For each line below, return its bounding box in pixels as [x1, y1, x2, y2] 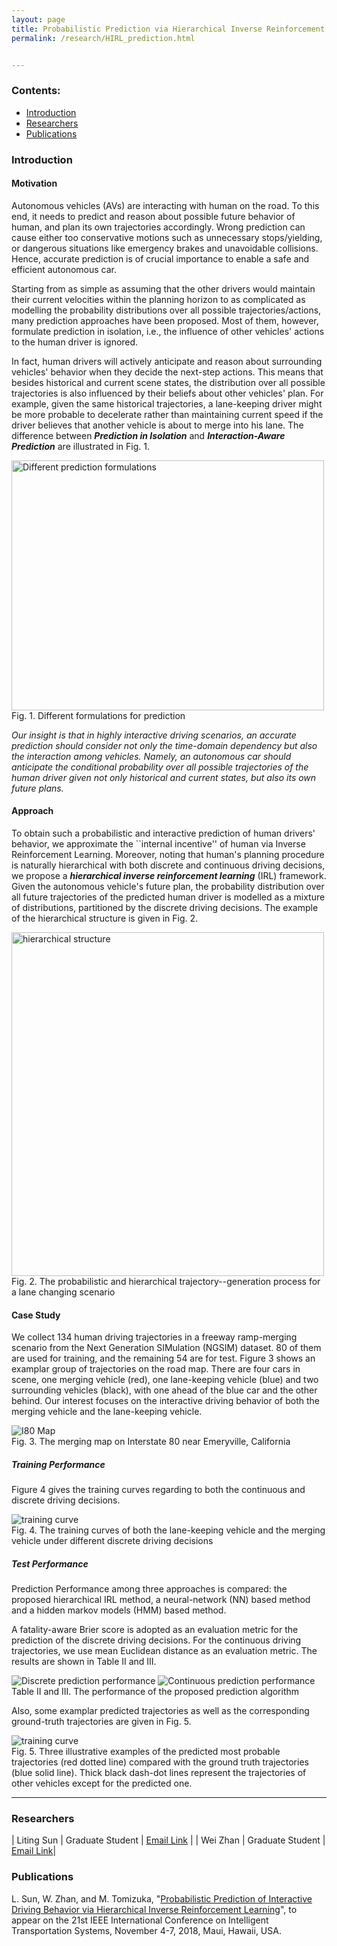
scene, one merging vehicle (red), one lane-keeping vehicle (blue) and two [11, 1374, 319, 1386]
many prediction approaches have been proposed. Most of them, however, [11, 314, 319, 326]
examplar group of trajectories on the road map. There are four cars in [11, 1363, 301, 1375]
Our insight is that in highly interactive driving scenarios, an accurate [11, 729, 297, 741]
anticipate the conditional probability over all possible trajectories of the [11, 761, 309, 773]
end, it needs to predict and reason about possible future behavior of [11, 210, 296, 222]
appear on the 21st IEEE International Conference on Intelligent [11, 1914, 269, 1926]
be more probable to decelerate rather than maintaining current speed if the [11, 408, 324, 420]
